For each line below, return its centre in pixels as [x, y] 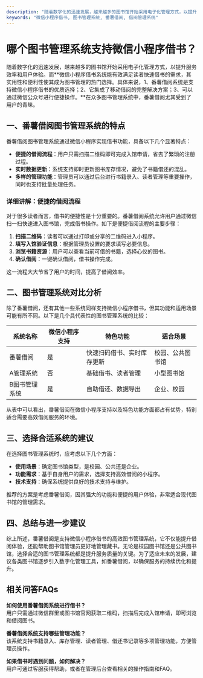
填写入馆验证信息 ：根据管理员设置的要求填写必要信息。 [84, 244]
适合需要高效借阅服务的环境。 [43, 417]
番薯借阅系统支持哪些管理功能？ [46, 633]
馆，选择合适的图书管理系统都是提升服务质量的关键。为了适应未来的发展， [99, 554]
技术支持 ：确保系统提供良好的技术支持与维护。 [73, 482]
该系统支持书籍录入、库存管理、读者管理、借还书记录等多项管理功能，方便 [99, 641]
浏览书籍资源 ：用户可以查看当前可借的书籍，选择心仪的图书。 [92, 251]
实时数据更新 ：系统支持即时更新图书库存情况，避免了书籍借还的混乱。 [102, 169]
